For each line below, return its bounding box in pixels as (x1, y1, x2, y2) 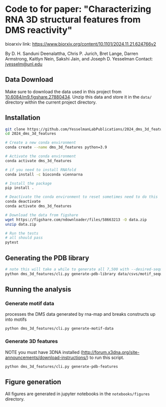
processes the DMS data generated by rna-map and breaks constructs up (5, 311, 156, 317)
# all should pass (5, 235, 43, 240)
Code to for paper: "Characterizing (5, 3, 152, 15)
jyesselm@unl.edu (5, 61, 43, 67)
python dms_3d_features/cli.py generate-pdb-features (5, 364, 119, 369)
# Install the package (5, 181, 52, 186)
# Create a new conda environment (5, 140, 77, 145)
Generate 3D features (5, 338, 58, 345)
